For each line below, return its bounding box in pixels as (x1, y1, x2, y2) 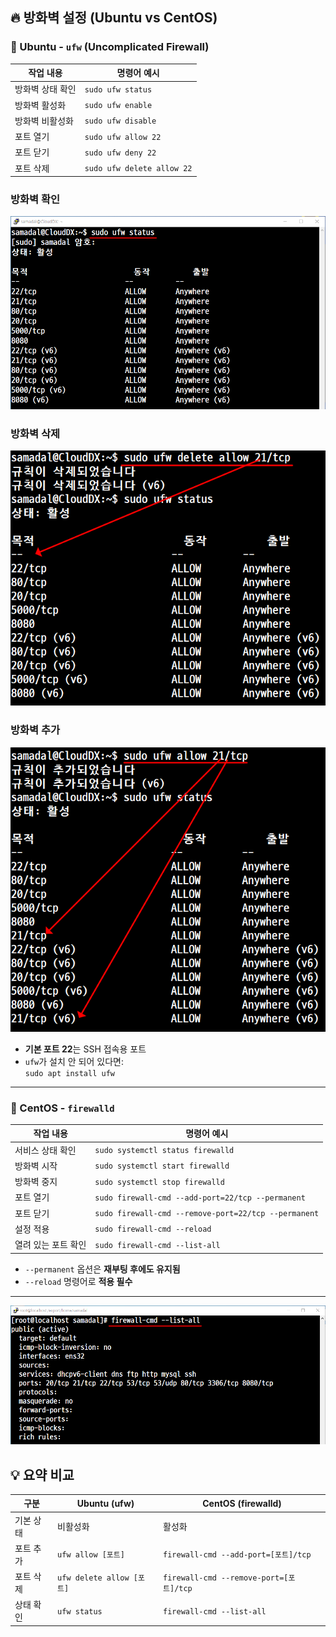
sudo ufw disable (84, 116, 157, 127)
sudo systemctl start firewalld (94, 1161, 230, 1172)
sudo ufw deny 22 (84, 148, 157, 158)
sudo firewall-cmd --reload (94, 1224, 212, 1235)
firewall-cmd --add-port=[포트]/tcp (163, 1550, 312, 1560)
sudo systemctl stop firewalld (94, 1177, 225, 1187)
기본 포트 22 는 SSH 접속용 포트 (24, 1043, 147, 1055)
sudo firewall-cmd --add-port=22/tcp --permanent (94, 1193, 306, 1203)
